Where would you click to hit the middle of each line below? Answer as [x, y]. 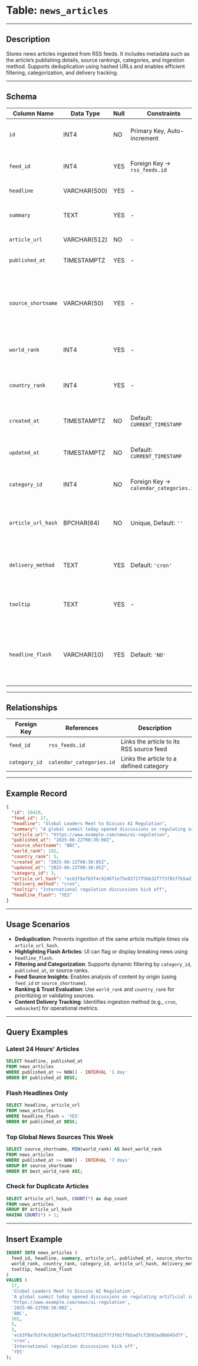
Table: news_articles [57, 10]
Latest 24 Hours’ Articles [43, 1049]
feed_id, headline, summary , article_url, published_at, [83, 1258]
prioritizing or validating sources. [55, 995]
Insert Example [34, 1239]
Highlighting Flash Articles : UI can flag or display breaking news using [101, 951]
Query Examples [37, 1032]
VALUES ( [17, 1280]
